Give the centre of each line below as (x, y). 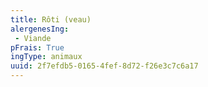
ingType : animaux (46, 57)
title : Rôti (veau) (51, 19)
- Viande (33, 38)
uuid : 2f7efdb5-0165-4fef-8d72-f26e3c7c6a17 (104, 66)
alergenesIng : (40, 29)
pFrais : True (37, 47)
